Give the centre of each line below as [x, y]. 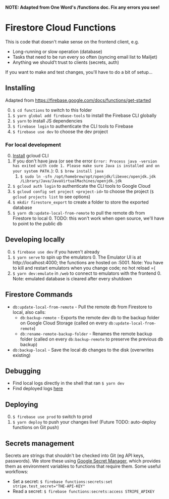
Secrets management [40, 443]
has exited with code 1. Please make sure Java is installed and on [86, 166]
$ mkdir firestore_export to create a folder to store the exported [80, 202]
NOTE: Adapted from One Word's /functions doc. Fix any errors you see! [82, 7]
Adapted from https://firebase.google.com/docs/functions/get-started [78, 100]
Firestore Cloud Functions [61, 28]
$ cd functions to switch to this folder [52, 110]
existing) [22, 355]
